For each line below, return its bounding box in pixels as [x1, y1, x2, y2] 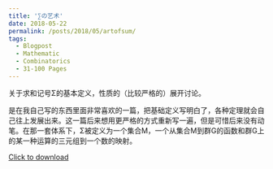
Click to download [8, 152, 69, 162]
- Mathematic [15, 50, 60, 58]
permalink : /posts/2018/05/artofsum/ [8, 27, 136, 35]
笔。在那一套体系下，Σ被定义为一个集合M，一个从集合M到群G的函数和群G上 [8, 125, 265, 135]
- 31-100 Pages [15, 65, 67, 73]
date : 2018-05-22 [8, 19, 67, 28]
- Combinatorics [15, 58, 71, 66]
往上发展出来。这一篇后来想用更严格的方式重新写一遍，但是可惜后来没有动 [15, 115, 265, 125]
